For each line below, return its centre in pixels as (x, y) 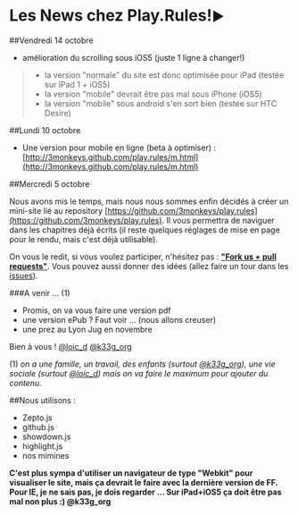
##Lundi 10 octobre (45, 130)
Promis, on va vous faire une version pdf (96, 310)
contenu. (25, 383)
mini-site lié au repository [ (59, 210)
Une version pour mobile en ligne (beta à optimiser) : (119, 148)
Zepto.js (37, 418)
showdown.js (46, 436)
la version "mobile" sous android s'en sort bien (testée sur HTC (161, 103)
